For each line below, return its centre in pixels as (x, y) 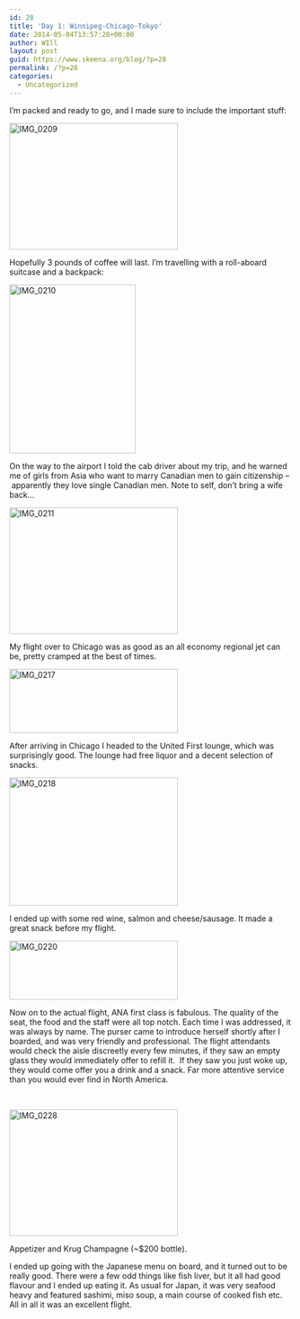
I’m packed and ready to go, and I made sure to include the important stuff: (148, 110)
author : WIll (34, 43)
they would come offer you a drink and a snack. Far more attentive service (147, 1070)
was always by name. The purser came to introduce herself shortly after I (145, 1031)
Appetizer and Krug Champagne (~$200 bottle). (98, 1249)
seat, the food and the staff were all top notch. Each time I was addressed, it (150, 1022)
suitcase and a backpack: (57, 272)
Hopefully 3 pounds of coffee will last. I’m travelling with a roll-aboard (138, 262)
